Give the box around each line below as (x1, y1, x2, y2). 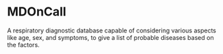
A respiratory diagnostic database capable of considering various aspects (7, 26, 216, 34)
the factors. (7, 40, 40, 49)
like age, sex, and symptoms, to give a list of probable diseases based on (7, 33, 214, 41)
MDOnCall (7, 4, 67, 20)
